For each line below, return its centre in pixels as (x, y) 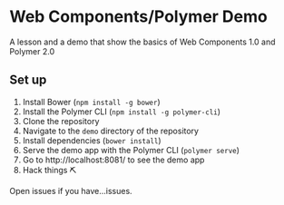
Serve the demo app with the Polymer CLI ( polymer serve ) (131, 150)
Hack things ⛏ (49, 170)
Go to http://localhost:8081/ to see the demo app (113, 160)
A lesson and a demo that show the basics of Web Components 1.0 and (142, 42)
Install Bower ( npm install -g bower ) (91, 102)
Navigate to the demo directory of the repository (111, 131)
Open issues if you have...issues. (71, 190)
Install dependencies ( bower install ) (92, 140)
